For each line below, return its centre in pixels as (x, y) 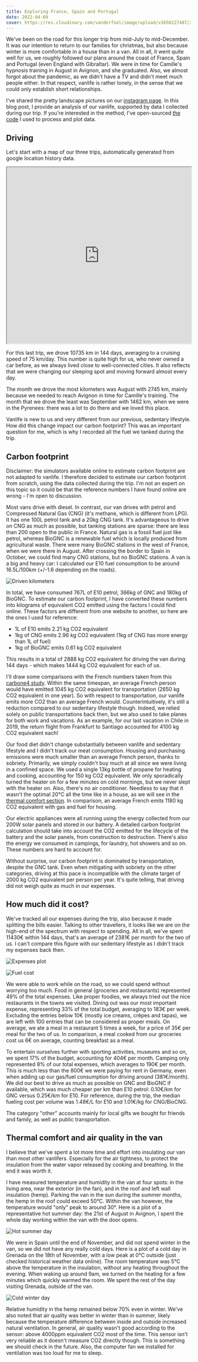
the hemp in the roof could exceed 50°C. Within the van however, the (89, 1201)
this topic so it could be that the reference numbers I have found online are (96, 489)
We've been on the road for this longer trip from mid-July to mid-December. (98, 39)
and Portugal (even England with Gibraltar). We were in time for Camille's (94, 64)
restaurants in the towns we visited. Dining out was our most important (91, 1003)
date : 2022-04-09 (27, 17)
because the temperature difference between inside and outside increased (96, 1321)
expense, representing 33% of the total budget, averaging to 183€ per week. (98, 1009)
